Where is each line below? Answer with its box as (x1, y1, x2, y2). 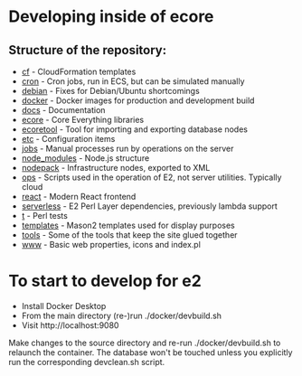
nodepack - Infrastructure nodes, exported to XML (21, 163, 211, 173)
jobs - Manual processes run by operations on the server (21, 143, 234, 154)
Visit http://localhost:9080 (21, 319, 119, 331)
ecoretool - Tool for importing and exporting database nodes (21, 124, 248, 135)
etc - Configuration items (21, 134, 116, 144)
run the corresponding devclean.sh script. (8, 356, 165, 367)
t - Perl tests (21, 211, 69, 221)
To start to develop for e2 (8, 271, 203, 291)
